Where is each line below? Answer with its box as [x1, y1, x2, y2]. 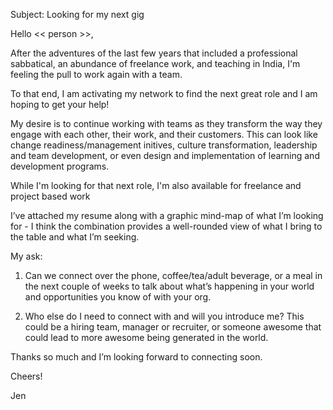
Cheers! [10, 370, 43, 382]
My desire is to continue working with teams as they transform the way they [10, 118, 323, 129]
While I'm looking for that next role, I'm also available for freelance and [10, 180, 302, 191]
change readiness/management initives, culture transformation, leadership [10, 139, 318, 151]
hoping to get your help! [10, 99, 110, 110]
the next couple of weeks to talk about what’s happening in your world [24, 280, 315, 292]
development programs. [10, 160, 110, 172]
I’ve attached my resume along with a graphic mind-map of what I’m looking [10, 210, 324, 221]
